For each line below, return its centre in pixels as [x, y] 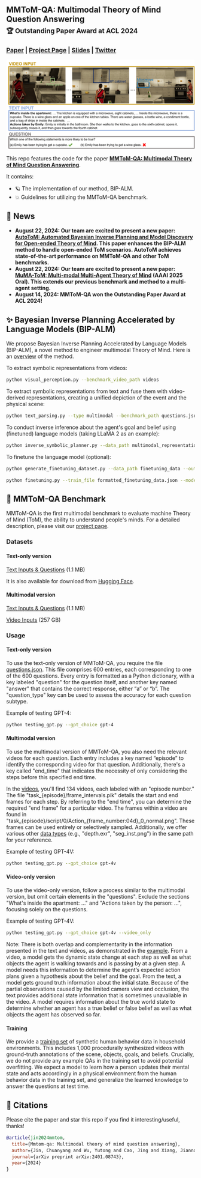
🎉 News [21, 216]
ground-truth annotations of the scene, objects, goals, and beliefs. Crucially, [100, 1054]
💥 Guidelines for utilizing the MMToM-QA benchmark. [81, 197]
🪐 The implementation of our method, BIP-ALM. [74, 188]
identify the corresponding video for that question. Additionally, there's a [96, 764]
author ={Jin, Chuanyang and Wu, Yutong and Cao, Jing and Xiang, [95, 1150]
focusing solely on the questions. [47, 909]
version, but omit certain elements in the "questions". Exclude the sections [98, 897]
